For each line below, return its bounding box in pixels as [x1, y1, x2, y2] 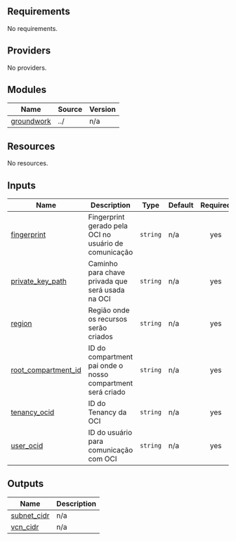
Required [199, 201, 232, 210]
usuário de [88, 238, 124, 248]
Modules [7, 84, 47, 96]
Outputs [7, 478, 44, 490]
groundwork [11, 116, 51, 126]
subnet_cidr [11, 510, 50, 520]
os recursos [88, 314, 128, 324]
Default [168, 201, 194, 210]
